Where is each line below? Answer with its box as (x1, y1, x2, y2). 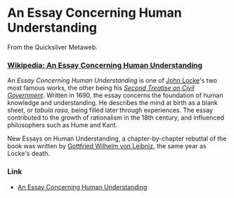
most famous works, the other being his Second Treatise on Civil (7, 84, 195, 92)
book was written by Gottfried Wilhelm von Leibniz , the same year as (7, 142, 207, 150)
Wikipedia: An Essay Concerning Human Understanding (7, 60, 202, 70)
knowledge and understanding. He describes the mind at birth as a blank (7, 99, 218, 107)
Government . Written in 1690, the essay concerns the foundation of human (7, 91, 223, 99)
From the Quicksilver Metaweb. (7, 43, 98, 51)
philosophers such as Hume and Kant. (7, 121, 118, 129)
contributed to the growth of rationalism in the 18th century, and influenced (7, 113, 225, 122)
